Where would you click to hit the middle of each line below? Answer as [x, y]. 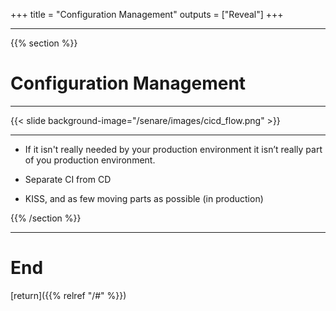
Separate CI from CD [68, 179]
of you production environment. [90, 160]
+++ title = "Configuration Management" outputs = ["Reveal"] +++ [147, 14]
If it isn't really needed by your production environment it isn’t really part [173, 149]
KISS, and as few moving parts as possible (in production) [144, 198]
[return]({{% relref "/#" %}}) [68, 295]
